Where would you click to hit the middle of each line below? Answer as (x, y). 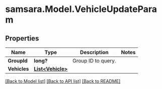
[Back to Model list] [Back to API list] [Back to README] (63, 81)
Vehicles (18, 69)
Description (94, 52)
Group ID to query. (95, 61)
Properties (22, 38)
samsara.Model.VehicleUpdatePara (81, 9)
